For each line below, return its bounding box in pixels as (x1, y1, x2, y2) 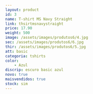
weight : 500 (5, 30, 30, 35)
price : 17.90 (5, 26, 32, 31)
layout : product (5, 7, 39, 12)
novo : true (5, 72, 28, 77)
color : (5, 58, 19, 63)
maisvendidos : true (5, 77, 46, 82)
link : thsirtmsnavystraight (5, 21, 64, 26)
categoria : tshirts (5, 53, 46, 59)
